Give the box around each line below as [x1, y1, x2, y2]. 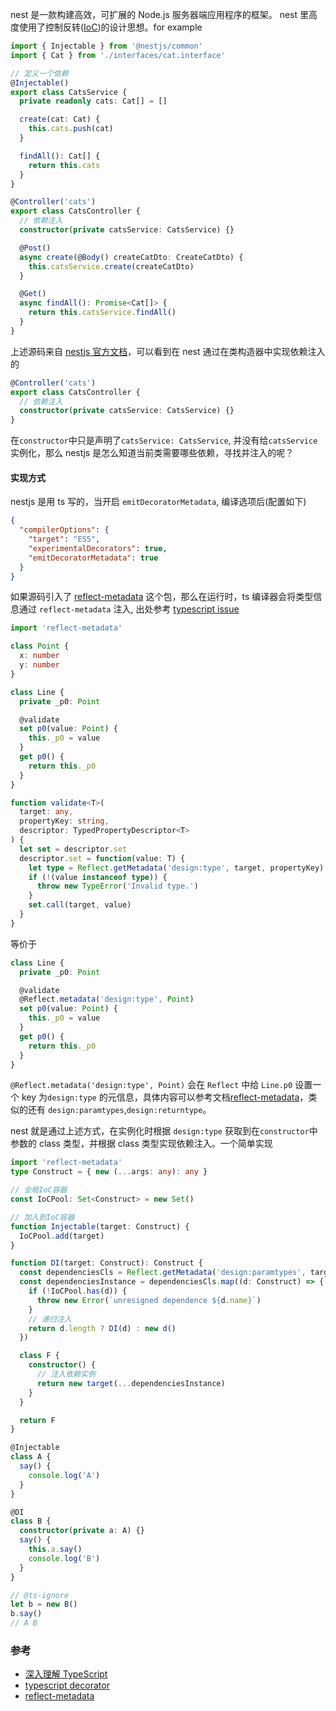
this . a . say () [28, 1544, 83, 1555]
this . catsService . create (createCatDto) [28, 261, 195, 272]
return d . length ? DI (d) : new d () [28, 1323, 177, 1333]
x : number [19, 651, 60, 661]
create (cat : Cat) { [19, 114, 101, 125]
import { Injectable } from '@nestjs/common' [10, 41, 203, 51]
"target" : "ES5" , [28, 534, 101, 545]
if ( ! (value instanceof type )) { [28, 872, 168, 882]
